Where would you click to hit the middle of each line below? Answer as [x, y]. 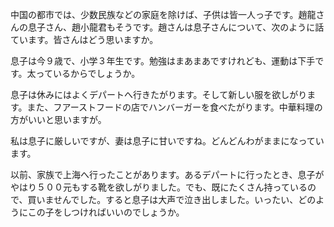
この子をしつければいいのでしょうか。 [106, 212]
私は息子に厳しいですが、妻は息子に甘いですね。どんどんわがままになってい [167, 141]
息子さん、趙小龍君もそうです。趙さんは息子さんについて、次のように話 [176, 27]
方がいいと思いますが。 [58, 119]
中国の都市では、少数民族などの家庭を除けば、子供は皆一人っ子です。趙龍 [163, 14]
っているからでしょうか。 [88, 73]
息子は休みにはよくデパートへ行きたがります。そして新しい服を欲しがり [159, 94]
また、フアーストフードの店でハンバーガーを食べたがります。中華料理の [174, 107]
